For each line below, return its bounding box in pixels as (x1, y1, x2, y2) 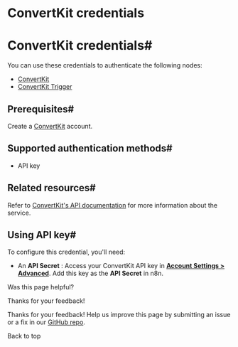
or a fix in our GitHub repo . (7, 318, 85, 326)
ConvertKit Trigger (17, 82, 72, 91)
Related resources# (7, 182, 96, 194)
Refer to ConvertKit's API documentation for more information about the (7, 201, 218, 209)
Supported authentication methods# (7, 142, 173, 154)
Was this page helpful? (7, 283, 75, 292)
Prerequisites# (7, 103, 75, 115)
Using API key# (7, 229, 77, 241)
